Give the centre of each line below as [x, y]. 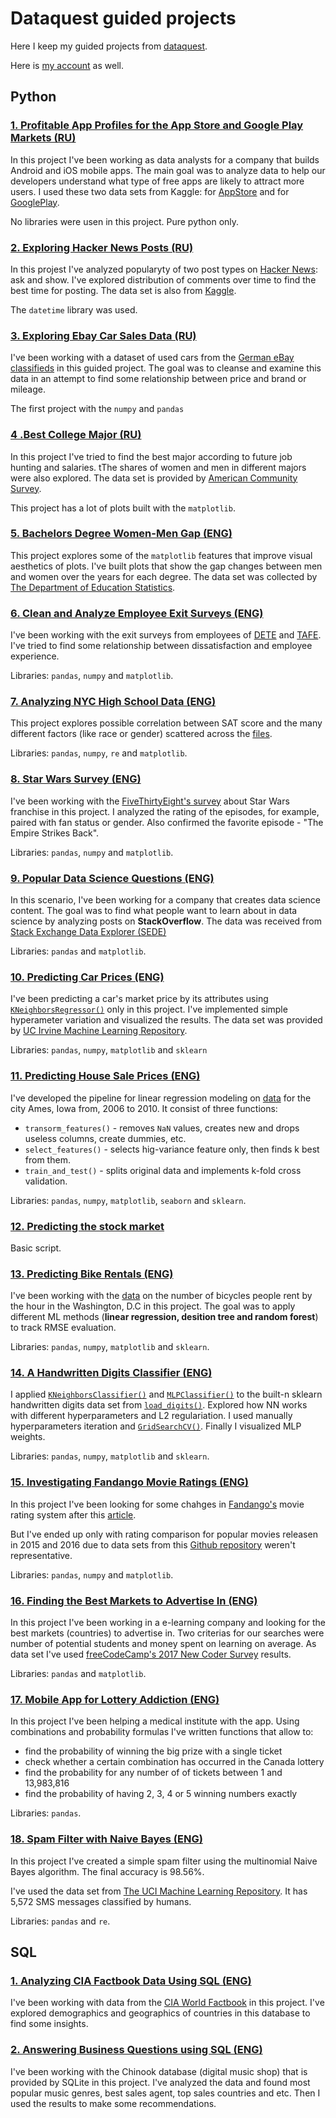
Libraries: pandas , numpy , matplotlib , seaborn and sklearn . [128, 1200]
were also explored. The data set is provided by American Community [154, 478]
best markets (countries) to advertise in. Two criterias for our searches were [167, 1633]
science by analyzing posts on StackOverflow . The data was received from [166, 921]
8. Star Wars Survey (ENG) [76, 779]
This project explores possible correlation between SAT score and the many [166, 723]
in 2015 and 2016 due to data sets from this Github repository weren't [153, 1544]
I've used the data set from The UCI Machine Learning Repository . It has [159, 1891]
